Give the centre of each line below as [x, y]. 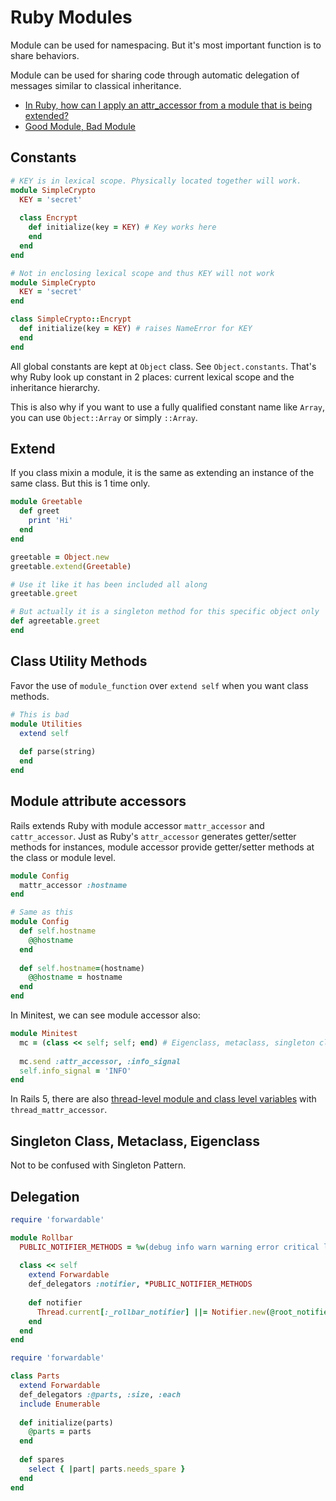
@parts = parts [60, 1432]
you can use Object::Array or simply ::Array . [104, 417]
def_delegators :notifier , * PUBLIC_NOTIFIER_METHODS [140, 1284]
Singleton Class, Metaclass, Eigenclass [135, 1141]
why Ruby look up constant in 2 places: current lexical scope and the [152, 377]
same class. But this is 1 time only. [80, 483]
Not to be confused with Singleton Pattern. [98, 1165]
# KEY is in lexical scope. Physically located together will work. [156, 181]
